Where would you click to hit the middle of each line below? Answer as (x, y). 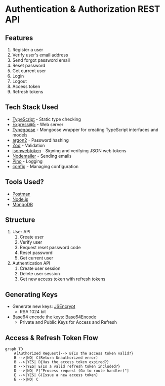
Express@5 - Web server (38, 124)
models (20, 135)
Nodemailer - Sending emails (42, 156)
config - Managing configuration (45, 166)
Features (19, 38)
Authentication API (31, 263)
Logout (20, 81)
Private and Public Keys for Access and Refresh (68, 322)
